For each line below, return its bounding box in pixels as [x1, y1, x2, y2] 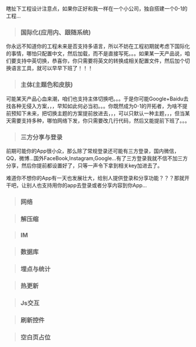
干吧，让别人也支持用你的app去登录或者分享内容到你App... [6, 182, 147, 189]
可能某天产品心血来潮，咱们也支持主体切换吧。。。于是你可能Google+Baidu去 [6, 95, 188, 102]
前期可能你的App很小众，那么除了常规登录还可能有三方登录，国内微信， [6, 147, 180, 154]
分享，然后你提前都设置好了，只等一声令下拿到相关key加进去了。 [6, 162, 163, 169]
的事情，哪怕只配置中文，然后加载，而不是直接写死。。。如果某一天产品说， [6, 50, 185, 57]
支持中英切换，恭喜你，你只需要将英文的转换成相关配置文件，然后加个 [16, 57, 185, 64]
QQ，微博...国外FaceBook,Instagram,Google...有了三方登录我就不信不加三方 [6, 154, 188, 162]
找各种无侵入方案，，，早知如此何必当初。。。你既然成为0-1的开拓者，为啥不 [6, 102, 183, 109]
